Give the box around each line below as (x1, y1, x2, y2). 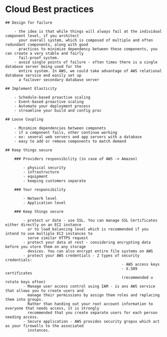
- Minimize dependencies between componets (14, 126, 106, 131)
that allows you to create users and (5, 288, 84, 293)
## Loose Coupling (5, 117, 43, 122)
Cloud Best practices (5, 4, 94, 15)
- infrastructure (23, 169, 59, 174)
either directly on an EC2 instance (5, 222, 81, 227)
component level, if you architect (5, 33, 79, 38)
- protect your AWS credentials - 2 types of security (23, 253, 140, 258)
